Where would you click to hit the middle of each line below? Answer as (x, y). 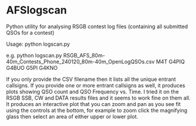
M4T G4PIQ (170, 62)
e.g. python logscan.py (34, 55)
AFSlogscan (37, 10)
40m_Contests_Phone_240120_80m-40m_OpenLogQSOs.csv (81, 62)
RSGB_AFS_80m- (84, 55)
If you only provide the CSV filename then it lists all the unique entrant (91, 79)
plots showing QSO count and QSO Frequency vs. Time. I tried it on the (92, 91)
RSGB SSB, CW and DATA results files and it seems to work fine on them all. (98, 98)
